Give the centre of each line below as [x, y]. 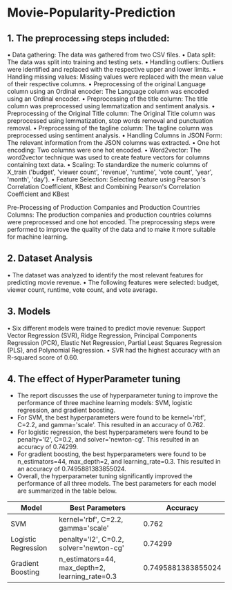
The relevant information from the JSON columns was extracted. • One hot [114, 142]
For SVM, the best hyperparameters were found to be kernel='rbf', [112, 417]
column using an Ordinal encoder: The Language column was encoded [108, 91]
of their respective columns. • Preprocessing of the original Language [106, 84]
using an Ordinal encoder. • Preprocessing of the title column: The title [108, 99]
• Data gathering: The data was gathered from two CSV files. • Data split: [112, 55]
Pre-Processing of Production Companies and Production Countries [104, 207]
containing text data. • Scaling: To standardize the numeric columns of [108, 165]
